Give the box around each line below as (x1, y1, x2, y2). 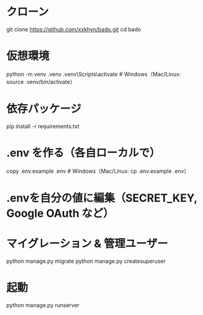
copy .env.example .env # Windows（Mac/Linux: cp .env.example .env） (6, 167, 190, 175)
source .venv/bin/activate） (6, 78, 76, 85)
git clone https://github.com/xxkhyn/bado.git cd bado (6, 25, 141, 33)
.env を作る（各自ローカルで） (6, 146, 161, 159)
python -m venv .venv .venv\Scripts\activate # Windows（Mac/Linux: (6, 70, 182, 78)
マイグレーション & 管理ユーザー (6, 237, 168, 251)
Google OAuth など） (6, 206, 114, 220)
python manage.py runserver (6, 301, 79, 309)
